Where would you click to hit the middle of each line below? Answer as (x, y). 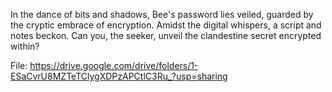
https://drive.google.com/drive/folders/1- (114, 65)
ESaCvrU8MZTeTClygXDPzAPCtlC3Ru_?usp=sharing (119, 76)
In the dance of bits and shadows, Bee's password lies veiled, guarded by (162, 14)
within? (25, 46)
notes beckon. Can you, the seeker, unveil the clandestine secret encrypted (166, 35)
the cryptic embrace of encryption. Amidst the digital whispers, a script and (166, 25)
